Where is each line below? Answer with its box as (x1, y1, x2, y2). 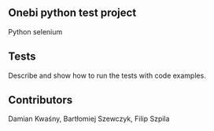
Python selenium (8, 27, 63, 36)
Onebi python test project (8, 6, 137, 20)
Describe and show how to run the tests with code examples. (8, 71, 206, 80)
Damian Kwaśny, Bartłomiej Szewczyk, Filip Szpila (8, 114, 170, 124)
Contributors (8, 93, 73, 107)
